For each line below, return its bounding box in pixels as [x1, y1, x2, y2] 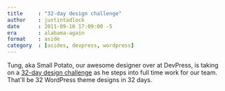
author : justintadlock [7, 17, 85, 23]
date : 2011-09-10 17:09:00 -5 [7, 23, 112, 30]
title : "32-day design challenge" [7, 10, 122, 17]
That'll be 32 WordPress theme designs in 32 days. [7, 76, 153, 83]
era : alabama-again [7, 29, 85, 37]
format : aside [7, 36, 60, 43]
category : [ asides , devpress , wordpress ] [7, 42, 135, 49]
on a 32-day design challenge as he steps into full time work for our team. [7, 68, 217, 77]
